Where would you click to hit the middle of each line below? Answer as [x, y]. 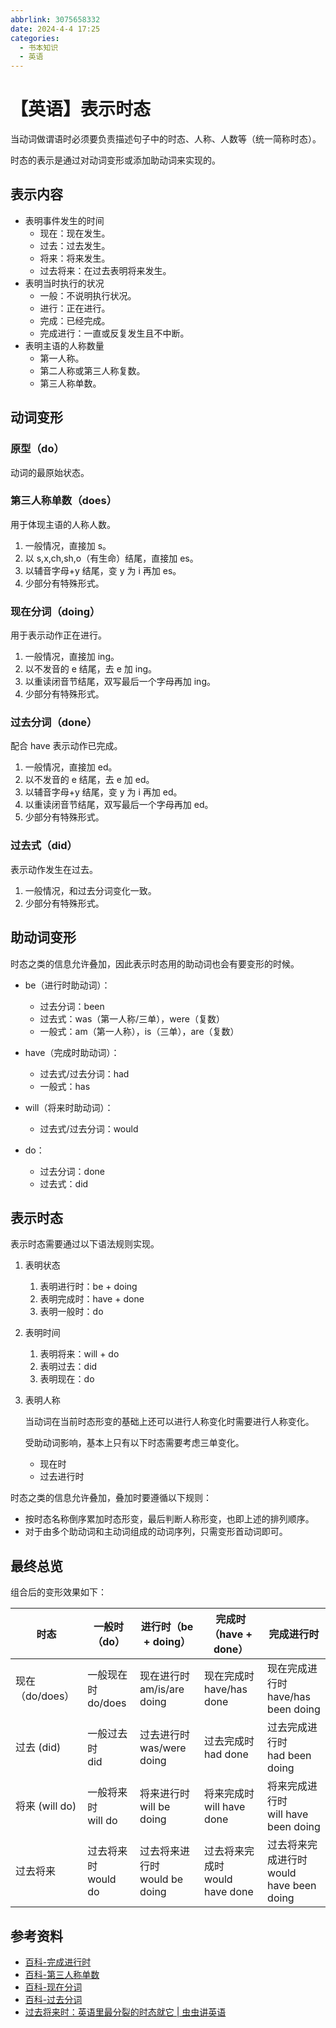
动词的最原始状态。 [50, 472]
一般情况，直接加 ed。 [71, 767]
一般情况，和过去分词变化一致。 [90, 890]
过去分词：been [72, 1006]
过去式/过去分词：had [84, 1073]
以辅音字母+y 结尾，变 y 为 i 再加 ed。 [103, 792]
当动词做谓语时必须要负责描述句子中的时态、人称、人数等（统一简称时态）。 [166, 139]
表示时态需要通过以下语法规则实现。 [85, 1244]
